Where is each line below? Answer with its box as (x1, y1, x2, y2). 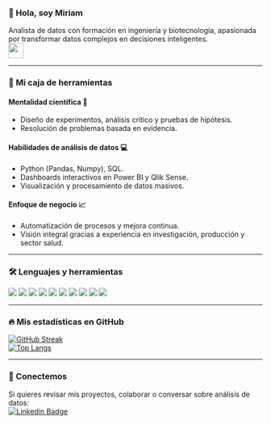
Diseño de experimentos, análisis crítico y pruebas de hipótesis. (19, 115, 233, 124)
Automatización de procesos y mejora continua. (19, 220, 180, 230)
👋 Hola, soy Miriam (8, 7, 83, 19)
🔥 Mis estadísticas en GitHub (8, 317, 124, 328)
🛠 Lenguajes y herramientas (8, 266, 123, 277)
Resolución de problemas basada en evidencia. (19, 124, 177, 133)
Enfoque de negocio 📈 (8, 199, 86, 209)
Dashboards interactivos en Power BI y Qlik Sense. (19, 172, 189, 182)
